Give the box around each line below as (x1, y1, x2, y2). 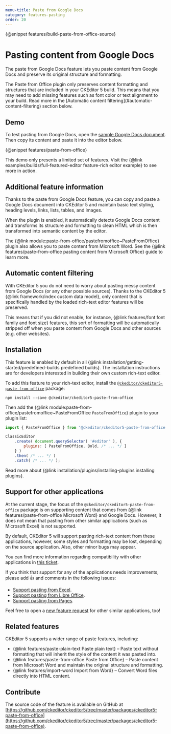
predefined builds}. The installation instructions (60, 364, 160, 370)
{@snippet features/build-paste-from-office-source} (5, 31, 116, 37)
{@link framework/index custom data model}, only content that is (5, 293, 142, 300)
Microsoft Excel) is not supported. (5, 523, 77, 529)
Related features (5, 622, 60, 631)
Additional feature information (5, 182, 104, 191)
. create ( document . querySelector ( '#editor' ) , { (14, 439, 123, 444)
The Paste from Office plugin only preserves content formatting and (5, 81, 148, 88)
